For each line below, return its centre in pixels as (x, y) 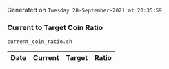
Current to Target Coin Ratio (55, 27)
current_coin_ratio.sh (40, 42)
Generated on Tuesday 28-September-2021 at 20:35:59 (84, 10)
